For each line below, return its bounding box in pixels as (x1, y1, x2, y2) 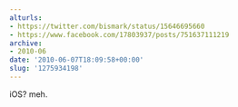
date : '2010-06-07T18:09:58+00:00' (9, 55, 144, 64)
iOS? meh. (9, 88, 48, 100)
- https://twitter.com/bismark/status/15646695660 (9, 22, 205, 31)
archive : (9, 38, 43, 48)
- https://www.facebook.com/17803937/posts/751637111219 (9, 30, 230, 39)
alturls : (9, 13, 43, 23)
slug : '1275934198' (9, 64, 84, 73)
